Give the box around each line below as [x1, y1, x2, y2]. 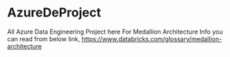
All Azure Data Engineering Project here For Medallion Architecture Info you [7, 27, 224, 36]
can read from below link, [7, 34, 81, 43]
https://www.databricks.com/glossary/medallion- [81, 34, 222, 43]
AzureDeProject [7, 5, 101, 21]
